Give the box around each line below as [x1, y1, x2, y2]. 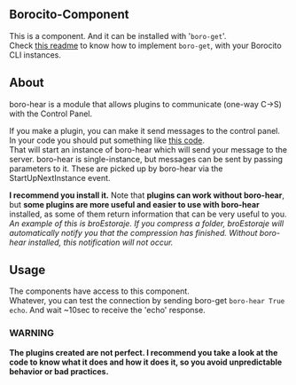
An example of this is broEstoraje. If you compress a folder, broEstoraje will [9, 217, 284, 229]
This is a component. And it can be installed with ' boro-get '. [9, 30, 227, 41]
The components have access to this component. [9, 286, 191, 296]
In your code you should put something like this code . [9, 135, 206, 145]
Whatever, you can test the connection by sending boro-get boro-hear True [9, 295, 285, 306]
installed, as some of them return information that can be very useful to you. [9, 208, 287, 219]
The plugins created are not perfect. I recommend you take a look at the [9, 347, 278, 357]
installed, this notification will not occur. [27, 237, 174, 247]
